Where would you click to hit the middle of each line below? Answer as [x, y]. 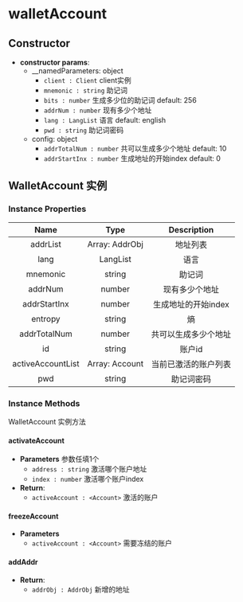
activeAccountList [46, 363]
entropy [46, 319]
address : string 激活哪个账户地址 [89, 469]
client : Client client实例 [87, 80]
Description [191, 229]
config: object [55, 139]
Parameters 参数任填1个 [59, 459]
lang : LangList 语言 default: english [105, 120]
